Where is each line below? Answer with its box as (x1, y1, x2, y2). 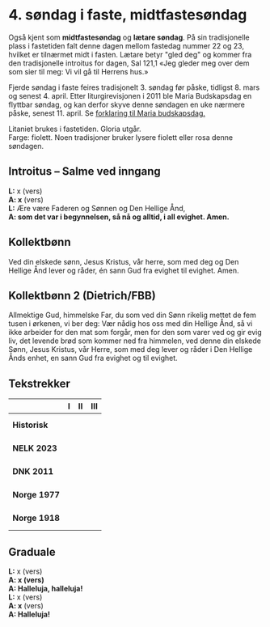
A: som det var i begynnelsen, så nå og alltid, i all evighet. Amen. (8, 212, 230, 222)
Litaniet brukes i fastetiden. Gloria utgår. (8, 124, 141, 133)
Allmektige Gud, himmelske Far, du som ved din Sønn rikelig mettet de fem (8, 310, 256, 320)
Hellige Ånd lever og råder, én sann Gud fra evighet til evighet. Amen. (8, 265, 239, 275)
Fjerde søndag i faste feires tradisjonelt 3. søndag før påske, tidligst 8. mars (8, 83, 260, 92)
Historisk (12, 419, 49, 430)
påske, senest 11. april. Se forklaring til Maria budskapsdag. (8, 108, 206, 118)
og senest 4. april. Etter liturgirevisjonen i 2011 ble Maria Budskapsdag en (8, 91, 252, 100)
